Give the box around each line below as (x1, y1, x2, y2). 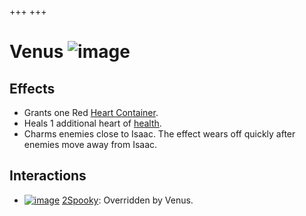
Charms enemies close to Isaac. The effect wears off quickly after (23, 128, 296, 140)
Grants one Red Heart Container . (23, 107, 159, 118)
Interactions (9, 167, 87, 185)
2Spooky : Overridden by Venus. (62, 194, 194, 206)
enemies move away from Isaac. (23, 139, 158, 150)
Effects (9, 80, 56, 97)
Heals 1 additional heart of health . (23, 117, 162, 129)
